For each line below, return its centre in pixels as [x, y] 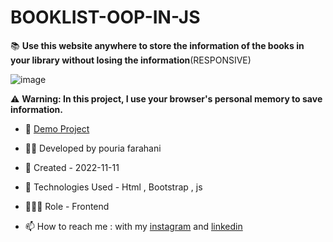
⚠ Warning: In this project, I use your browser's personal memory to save [166, 98]
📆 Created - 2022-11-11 [72, 167]
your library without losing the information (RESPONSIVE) [131, 60]
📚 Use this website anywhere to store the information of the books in [157, 45]
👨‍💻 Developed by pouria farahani [93, 148]
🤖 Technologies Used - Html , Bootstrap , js [113, 187]
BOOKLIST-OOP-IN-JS [105, 17]
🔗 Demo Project [57, 128]
